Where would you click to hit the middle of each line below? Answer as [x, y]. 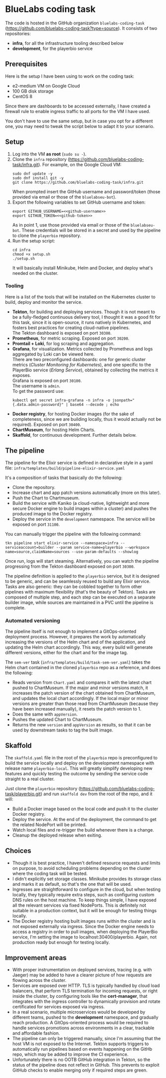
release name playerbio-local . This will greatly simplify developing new [79, 768]
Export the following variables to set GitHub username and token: [79, 202]
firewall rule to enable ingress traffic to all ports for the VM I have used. [78, 111]
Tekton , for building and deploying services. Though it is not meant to [83, 312]
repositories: [18, 33]
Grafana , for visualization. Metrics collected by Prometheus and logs [83, 349]
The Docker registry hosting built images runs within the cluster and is [84, 921]
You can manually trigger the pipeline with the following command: [73, 534]
